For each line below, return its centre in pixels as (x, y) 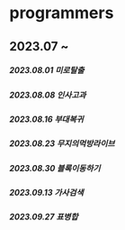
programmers (62, 13)
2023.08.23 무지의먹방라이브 (62, 143)
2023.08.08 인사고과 (48, 95)
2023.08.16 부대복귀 (46, 119)
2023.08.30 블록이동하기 (55, 168)
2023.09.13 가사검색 (46, 193)
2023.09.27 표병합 (44, 217)
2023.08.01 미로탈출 (47, 70)
